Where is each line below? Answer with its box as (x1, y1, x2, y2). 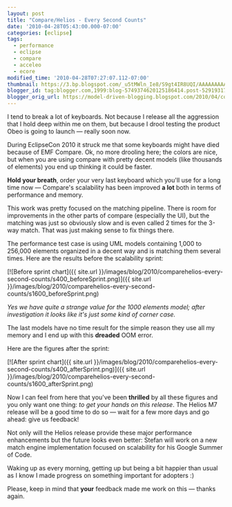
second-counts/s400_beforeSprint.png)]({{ (7, 275, 130, 283)
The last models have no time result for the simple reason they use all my (7, 324, 215, 332)
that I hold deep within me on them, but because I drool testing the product (7, 120, 220, 128)
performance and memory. (7, 191, 84, 199)
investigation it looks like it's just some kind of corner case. (7, 310, 176, 318)
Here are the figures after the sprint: (7, 345, 110, 352)
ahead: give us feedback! (7, 415, 79, 423)
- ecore (13, 68, 36, 75)
